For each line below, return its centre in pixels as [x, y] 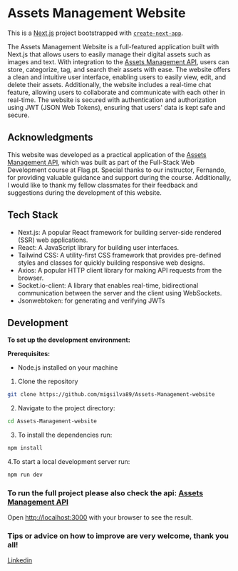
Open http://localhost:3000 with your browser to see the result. [100, 517]
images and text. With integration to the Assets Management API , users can [118, 61]
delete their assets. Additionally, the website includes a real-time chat [109, 84]
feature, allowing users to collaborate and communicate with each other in [117, 92]
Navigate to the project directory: [66, 408]
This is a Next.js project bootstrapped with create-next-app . [95, 33]
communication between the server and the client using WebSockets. [120, 293]
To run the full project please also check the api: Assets [105, 492]
